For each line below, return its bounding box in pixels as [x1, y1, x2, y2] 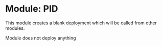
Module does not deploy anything [5, 35, 76, 41]
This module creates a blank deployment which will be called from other [5, 20, 157, 26]
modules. [5, 25, 25, 31]
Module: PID [5, 3, 58, 15]
